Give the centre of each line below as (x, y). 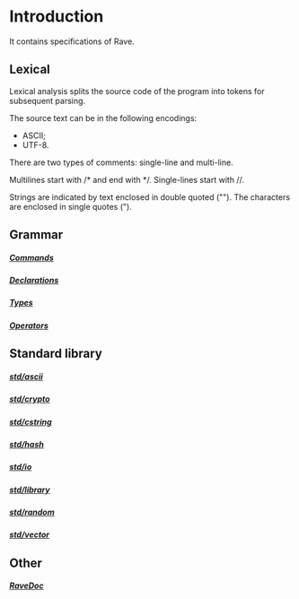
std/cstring (31, 421)
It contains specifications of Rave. (72, 41)
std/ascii (26, 376)
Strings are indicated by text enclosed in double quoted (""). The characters (149, 197)
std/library (30, 490)
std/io (21, 467)
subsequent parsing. (48, 100)
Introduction (57, 17)
